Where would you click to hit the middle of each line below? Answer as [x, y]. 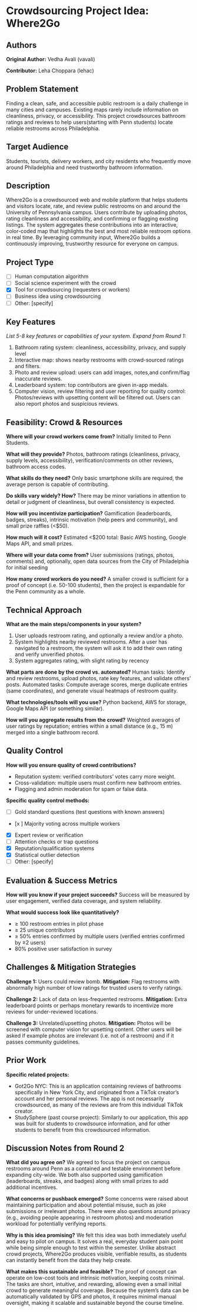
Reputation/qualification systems [54, 848]
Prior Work [26, 1060]
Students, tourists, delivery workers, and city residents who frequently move [98, 161]
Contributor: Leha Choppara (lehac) [50, 71]
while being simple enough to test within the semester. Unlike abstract [91, 1248]
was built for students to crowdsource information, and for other [92, 1124]
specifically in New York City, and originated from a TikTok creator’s [97, 1092]
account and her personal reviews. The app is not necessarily [89, 1098]
